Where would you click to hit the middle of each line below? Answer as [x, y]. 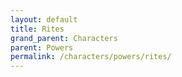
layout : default [44, 19]
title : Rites [37, 29]
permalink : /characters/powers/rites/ [91, 57]
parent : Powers [42, 47]
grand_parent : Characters [64, 38]
